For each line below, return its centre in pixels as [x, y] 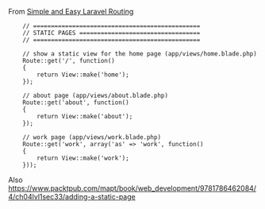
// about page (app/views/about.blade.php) [96, 95]
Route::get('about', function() [76, 103]
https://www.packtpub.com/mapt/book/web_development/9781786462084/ [132, 188]
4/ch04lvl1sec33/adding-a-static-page [72, 197]
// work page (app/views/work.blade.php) [92, 137]
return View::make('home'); [83, 75]
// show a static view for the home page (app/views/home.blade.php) [140, 54]
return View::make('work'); [83, 158]
